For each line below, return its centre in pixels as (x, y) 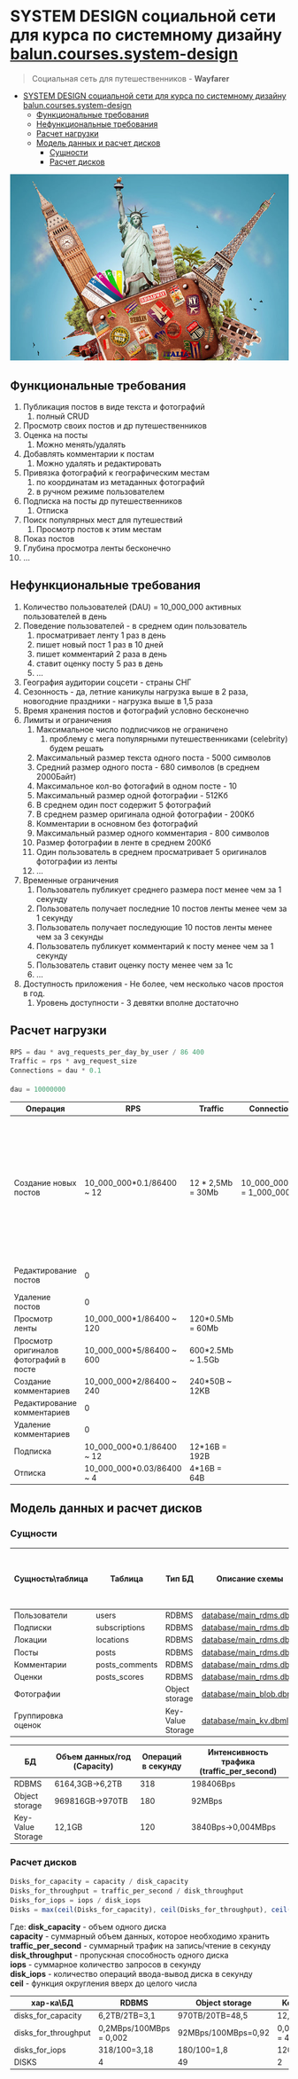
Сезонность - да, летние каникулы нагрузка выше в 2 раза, (135, 691)
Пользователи (41, 1615)
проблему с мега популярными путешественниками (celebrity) (168, 739)
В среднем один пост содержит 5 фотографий (123, 804)
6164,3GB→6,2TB (88, 1784)
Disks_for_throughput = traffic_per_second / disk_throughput (127, 1891)
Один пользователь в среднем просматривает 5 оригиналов (151, 851)
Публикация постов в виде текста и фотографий (114, 406)
